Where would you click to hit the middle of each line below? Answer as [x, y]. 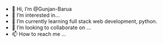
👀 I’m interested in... [35, 15]
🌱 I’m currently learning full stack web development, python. [84, 21]
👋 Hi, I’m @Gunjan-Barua [42, 9]
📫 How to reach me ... [39, 34]
